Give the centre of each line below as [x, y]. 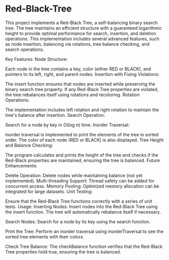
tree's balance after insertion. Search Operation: [55, 115]
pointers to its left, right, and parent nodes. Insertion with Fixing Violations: [82, 74]
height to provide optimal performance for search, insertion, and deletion [81, 33]
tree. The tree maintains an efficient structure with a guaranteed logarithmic [84, 28]
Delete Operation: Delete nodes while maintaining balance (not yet [74, 175]
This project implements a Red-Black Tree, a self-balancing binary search [81, 23]
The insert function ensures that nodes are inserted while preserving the [80, 84]
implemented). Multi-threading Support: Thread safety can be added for [80, 181]
